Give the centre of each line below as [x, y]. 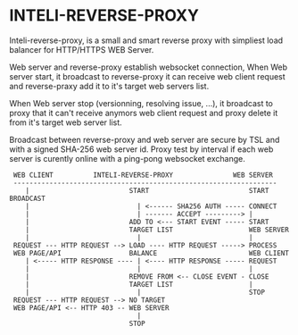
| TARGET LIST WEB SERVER [157, 230]
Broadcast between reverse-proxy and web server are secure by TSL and [145, 139]
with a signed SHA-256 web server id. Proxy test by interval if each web [141, 149]
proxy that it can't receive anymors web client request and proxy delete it [144, 113]
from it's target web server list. [66, 122]
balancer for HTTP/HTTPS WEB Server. [82, 49]
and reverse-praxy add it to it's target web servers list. [109, 86]
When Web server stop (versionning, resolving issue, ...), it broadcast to [141, 103]
